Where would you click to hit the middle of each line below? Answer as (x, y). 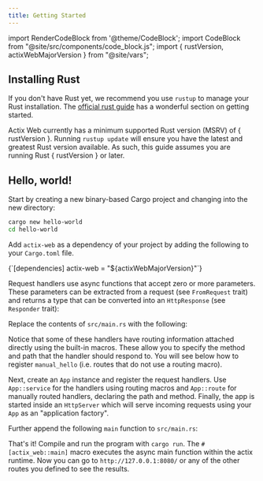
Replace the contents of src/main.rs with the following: (98, 324)
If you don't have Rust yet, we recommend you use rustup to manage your (129, 99)
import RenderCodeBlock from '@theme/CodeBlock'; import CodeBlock (124, 38)
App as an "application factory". (58, 413)
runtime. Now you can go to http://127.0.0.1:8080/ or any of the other (124, 460)
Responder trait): (34, 309)
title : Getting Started (47, 15)
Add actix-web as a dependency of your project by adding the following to (129, 244)
